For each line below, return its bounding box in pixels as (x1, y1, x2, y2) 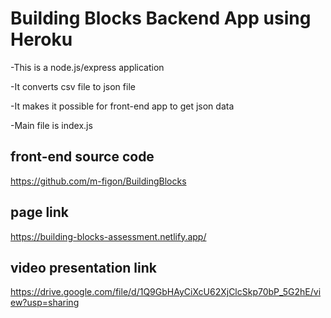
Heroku (10, 28, 73, 51)
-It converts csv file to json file (10, 80, 136, 92)
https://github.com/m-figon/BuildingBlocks (10, 175, 187, 187)
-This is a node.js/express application (10, 61, 165, 73)
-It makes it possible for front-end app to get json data (10, 100, 235, 112)
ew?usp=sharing (10, 297, 80, 309)
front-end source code (10, 148, 155, 166)
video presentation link (10, 259, 157, 276)
